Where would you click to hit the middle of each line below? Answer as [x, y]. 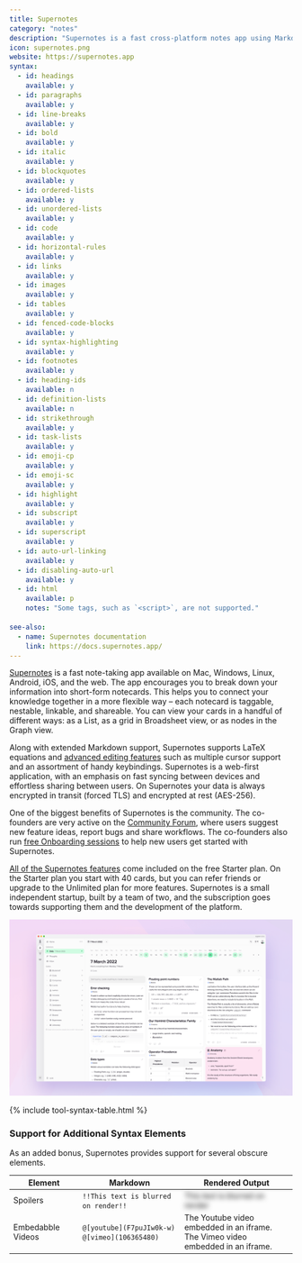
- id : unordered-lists [60, 209]
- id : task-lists [50, 437]
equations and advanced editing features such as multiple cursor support [145, 758]
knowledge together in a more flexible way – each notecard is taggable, [142, 702]
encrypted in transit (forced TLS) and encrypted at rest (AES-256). [133, 795]
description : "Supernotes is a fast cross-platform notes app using [140, 38]
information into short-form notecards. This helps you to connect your [139, 692]
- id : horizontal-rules [62, 247]
